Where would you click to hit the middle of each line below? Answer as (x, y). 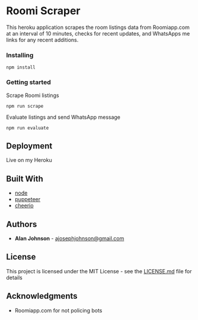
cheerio (24, 206)
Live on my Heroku (29, 160)
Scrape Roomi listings (33, 95)
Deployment (29, 146)
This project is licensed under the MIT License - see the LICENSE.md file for (99, 271)
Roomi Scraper (43, 11)
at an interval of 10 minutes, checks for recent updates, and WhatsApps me (98, 33)
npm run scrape (25, 106)
